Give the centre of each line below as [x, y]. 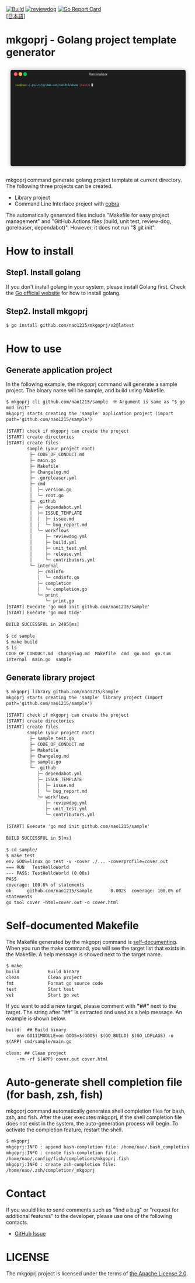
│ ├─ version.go [51, 490]
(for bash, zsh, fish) [55, 1095]
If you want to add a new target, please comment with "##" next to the [91, 1006]
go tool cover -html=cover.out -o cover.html [62, 903]
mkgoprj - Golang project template [91, 40]
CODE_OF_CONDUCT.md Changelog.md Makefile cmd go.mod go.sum [88, 654]
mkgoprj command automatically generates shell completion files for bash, [96, 1111]
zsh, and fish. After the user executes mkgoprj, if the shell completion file [94, 1117]
